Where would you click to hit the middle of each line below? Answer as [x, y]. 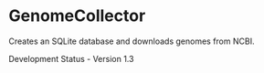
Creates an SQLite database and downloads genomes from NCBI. [132, 41]
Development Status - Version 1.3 [71, 58]
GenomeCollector [77, 16]
